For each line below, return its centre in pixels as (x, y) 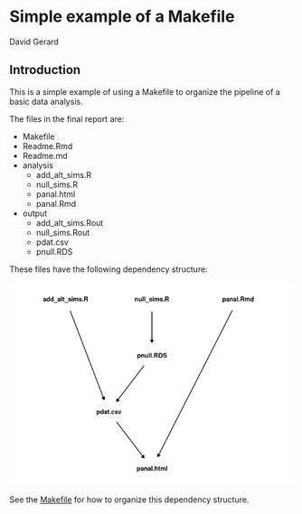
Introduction (45, 70)
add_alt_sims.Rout (70, 222)
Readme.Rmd (47, 145)
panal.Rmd (56, 203)
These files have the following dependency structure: (109, 269)
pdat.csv (52, 242)
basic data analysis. (46, 101)
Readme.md (45, 155)
